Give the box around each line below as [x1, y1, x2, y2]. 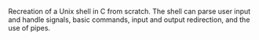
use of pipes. [8, 24, 51, 32]
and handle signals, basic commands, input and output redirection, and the [8, 15, 250, 24]
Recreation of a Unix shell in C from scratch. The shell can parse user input [8, 7, 251, 16]
